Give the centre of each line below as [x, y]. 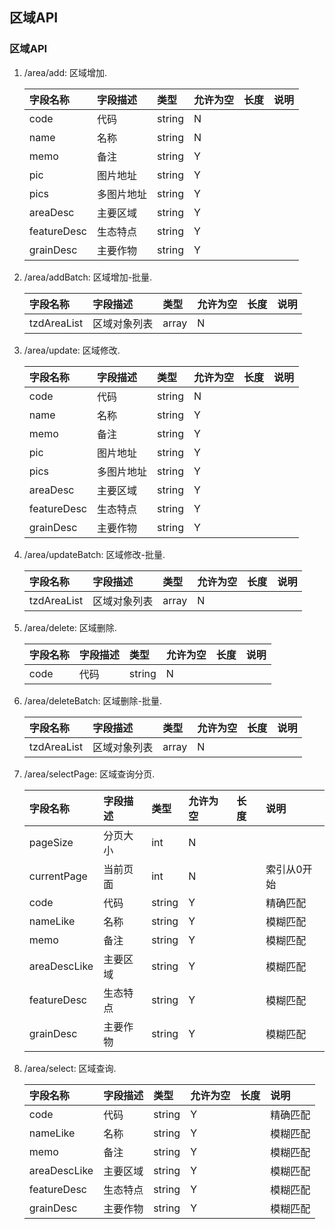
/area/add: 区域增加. [65, 72]
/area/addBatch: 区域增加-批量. [88, 277]
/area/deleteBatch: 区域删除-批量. [93, 700]
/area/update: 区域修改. [72, 350]
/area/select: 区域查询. [70, 1068]
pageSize [51, 842]
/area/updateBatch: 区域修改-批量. [94, 554]
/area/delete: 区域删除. [70, 627]
